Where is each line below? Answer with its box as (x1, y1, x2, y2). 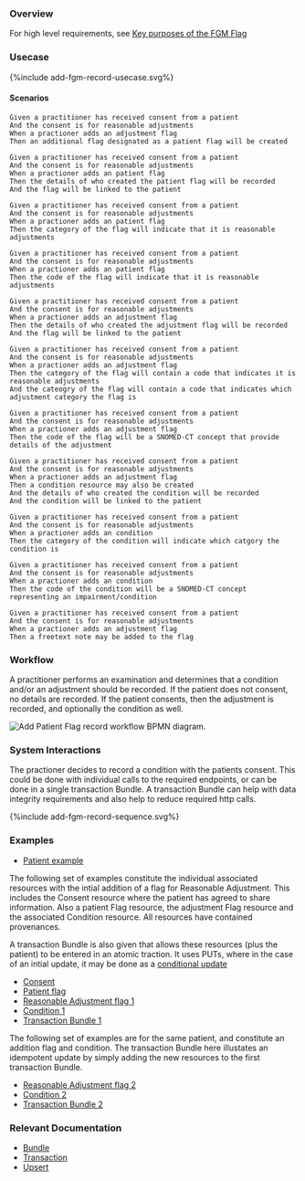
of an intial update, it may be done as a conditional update (9, 958, 228, 969)
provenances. (9, 921, 61, 932)
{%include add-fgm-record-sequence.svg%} (9, 811, 180, 822)
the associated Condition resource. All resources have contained (9, 912, 253, 923)
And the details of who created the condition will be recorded (9, 488, 259, 498)
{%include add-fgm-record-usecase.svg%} (9, 71, 174, 82)
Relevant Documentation (9, 1122, 122, 1134)
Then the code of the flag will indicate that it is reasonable (9, 272, 259, 281)
